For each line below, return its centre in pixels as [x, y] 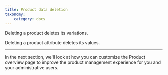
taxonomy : [15, 14]
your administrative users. [32, 68]
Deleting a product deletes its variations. [47, 33]
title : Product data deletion [37, 10]
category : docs [30, 19]
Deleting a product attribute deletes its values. [53, 43]
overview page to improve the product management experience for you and [83, 62]
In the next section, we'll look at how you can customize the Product [75, 57]
